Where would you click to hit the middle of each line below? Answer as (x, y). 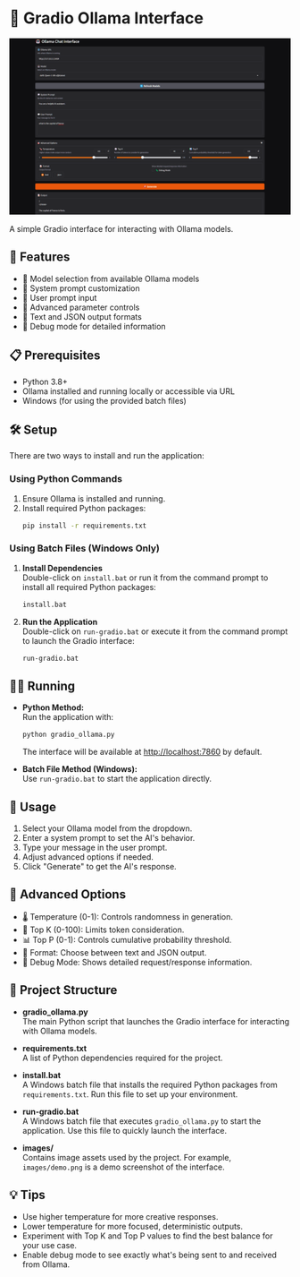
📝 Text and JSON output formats (82, 316)
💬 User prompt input (59, 297)
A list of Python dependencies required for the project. (122, 1058)
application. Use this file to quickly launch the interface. (125, 1130)
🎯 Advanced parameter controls (81, 307)
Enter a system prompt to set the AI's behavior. (108, 838)
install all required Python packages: (89, 587)
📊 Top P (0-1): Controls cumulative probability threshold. (127, 939)
